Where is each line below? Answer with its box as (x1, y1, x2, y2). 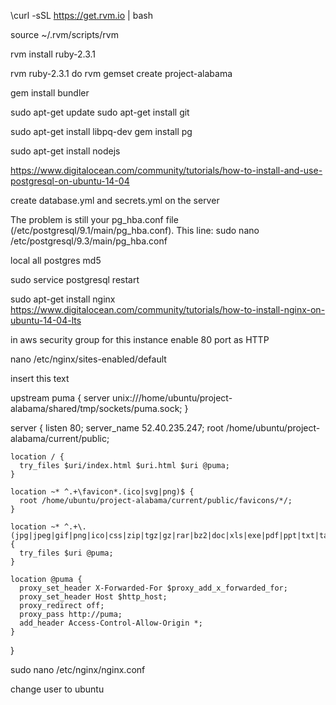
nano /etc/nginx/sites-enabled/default (10, 353, 167, 365)
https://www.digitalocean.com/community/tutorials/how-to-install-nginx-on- (10, 304, 326, 315)
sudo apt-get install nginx (10, 293, 116, 305)
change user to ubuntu (10, 683, 105, 695)
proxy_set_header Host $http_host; (19, 592, 168, 602)
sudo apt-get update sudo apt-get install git (10, 106, 190, 118)
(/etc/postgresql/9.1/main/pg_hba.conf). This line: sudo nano (10, 225, 260, 236)
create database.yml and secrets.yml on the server (10, 195, 220, 206)
